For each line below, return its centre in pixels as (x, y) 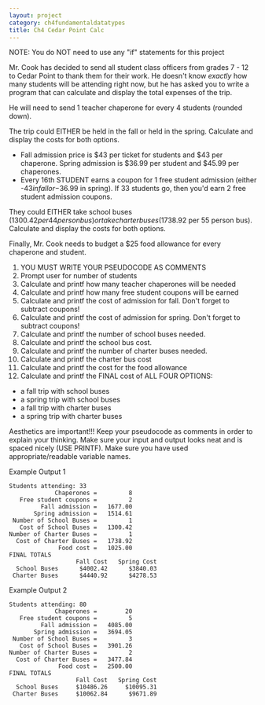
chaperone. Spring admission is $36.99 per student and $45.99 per (129, 163)
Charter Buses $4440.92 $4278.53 (85, 576)
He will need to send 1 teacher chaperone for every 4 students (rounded (126, 108)
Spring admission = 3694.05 (83, 632)
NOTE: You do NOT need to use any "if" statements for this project (117, 53)
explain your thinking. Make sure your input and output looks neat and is (126, 440)
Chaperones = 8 (94, 493)
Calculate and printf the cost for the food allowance (104, 368)
